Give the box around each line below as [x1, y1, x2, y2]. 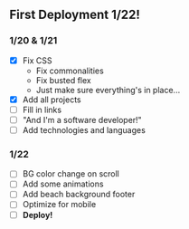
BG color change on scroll [22, 168, 120, 179]
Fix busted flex [35, 74, 92, 85]
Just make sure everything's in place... [35, 84, 181, 95]
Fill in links [22, 104, 61, 115]
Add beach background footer [22, 189, 136, 200]
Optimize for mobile [22, 199, 97, 210]
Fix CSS [22, 54, 52, 66]
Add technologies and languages [22, 124, 146, 135]
